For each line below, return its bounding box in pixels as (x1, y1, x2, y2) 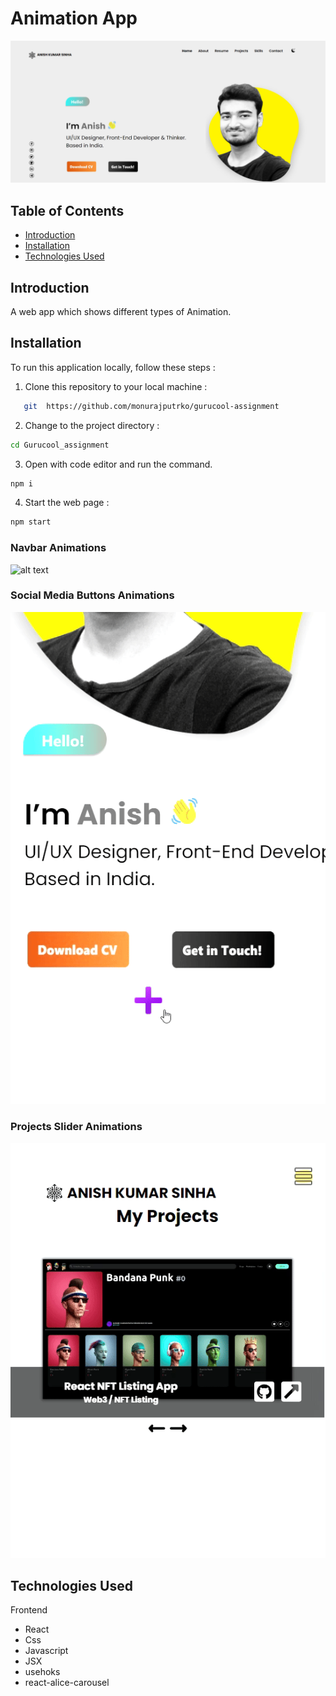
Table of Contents (10, 202, 125, 219)
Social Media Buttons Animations (10, 588, 175, 602)
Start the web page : (24, 497, 110, 509)
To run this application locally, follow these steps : (10, 361, 216, 373)
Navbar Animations (10, 541, 107, 555)
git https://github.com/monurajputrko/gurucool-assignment (23, 401, 280, 411)
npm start (10, 517, 52, 527)
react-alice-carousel (24, 1677, 110, 1689)
